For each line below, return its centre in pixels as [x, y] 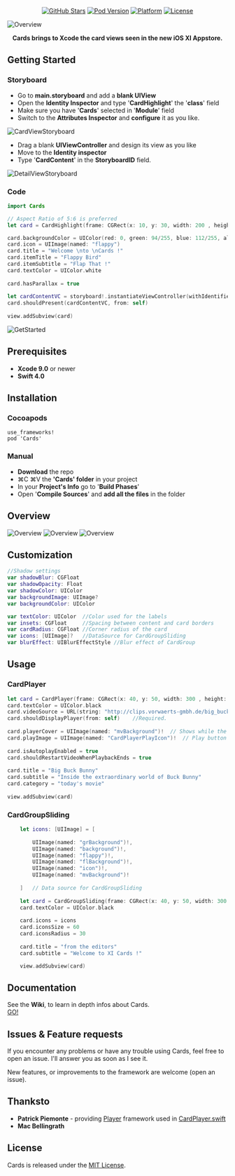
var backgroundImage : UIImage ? [53, 597]
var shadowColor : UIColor [45, 591]
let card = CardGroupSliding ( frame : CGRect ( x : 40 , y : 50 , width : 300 [123, 901]
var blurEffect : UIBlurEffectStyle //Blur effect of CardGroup [101, 643]
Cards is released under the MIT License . [66, 1165]
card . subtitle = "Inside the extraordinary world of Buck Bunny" [104, 777]
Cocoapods [27, 418]
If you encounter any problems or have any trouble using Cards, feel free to [116, 1051]
